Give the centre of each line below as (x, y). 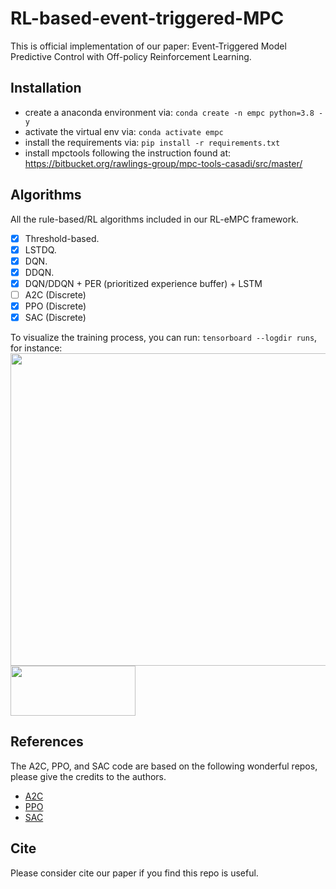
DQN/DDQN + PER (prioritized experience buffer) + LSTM (143, 283)
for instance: (36, 348)
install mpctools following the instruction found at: (128, 153)
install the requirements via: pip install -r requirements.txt (152, 142)
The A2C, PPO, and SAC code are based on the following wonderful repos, (164, 766)
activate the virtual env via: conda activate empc (124, 131)
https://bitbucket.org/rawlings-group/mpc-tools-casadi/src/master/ (163, 163)
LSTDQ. (40, 249)
